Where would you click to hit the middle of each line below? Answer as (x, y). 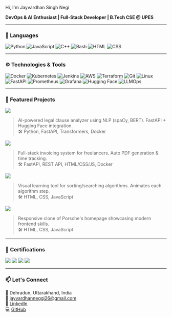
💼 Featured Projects (30, 100)
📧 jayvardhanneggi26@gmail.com (41, 298)
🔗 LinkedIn (16, 304)
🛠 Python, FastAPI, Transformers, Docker (62, 131)
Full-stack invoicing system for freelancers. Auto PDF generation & (88, 153)
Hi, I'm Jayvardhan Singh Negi (37, 7)
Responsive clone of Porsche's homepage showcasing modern (84, 218)
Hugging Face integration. (45, 126)
